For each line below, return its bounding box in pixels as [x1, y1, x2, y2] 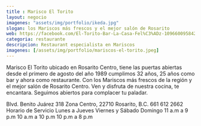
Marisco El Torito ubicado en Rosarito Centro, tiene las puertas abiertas [6, 64, 182, 71]
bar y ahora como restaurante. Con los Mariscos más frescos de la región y [6, 76, 193, 83]
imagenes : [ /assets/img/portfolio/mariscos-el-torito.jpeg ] [6, 48, 160, 53]
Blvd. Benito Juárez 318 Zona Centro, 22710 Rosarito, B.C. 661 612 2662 [6, 100, 184, 108]
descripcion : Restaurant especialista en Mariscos [6, 42, 135, 48]
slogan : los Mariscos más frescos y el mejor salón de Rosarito [6, 25, 170, 31]
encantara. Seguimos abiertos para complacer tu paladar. [6, 89, 148, 96]
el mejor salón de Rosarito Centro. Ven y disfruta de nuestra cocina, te [6, 83, 179, 90]
